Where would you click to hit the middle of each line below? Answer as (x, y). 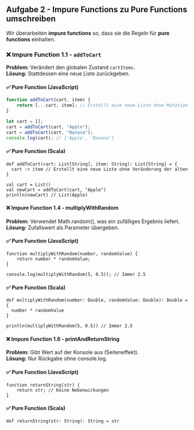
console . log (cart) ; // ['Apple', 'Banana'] (60, 138)
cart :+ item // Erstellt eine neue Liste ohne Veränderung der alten (100, 169)
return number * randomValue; (54, 259)
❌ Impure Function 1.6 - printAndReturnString (63, 339)
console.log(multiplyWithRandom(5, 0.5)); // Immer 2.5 (76, 275)
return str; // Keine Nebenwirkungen (63, 390)
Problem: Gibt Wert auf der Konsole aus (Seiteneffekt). (73, 352)
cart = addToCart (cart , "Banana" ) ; (50, 132)
